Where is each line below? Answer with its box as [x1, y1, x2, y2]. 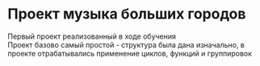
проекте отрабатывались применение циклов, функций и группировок [7, 48, 252, 58]
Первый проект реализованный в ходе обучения [7, 31, 177, 41]
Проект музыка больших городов [7, 5, 246, 23]
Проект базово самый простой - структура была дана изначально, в [7, 39, 245, 49]
